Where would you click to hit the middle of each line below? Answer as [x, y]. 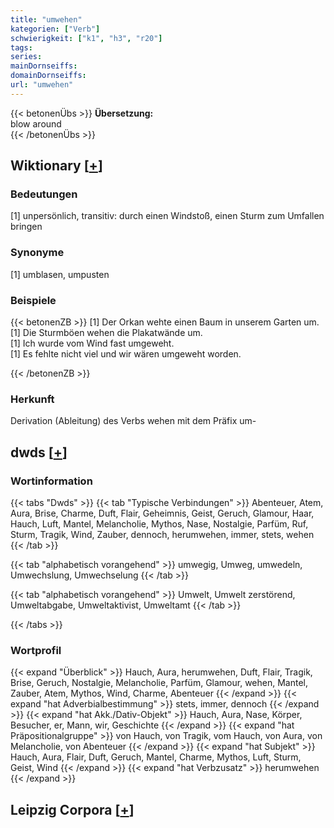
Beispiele [33, 300]
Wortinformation [51, 481]
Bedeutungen [44, 194]
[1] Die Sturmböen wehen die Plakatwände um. [106, 333]
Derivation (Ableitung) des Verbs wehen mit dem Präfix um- [133, 421]
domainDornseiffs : [48, 76]
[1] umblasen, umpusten [60, 274]
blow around [36, 123]
